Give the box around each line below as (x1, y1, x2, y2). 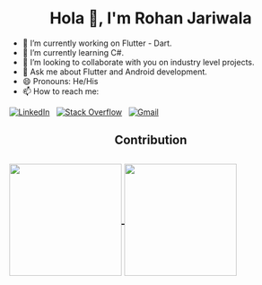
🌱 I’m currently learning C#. (22, 47, 124, 57)
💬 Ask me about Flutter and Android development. (22, 66, 208, 77)
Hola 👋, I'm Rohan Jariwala (48, 8, 253, 29)
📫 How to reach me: (22, 85, 100, 97)
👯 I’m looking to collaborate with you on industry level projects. (22, 56, 255, 67)
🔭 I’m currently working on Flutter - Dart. (22, 38, 172, 48)
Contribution (114, 133, 188, 148)
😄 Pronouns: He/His (22, 75, 99, 86)
